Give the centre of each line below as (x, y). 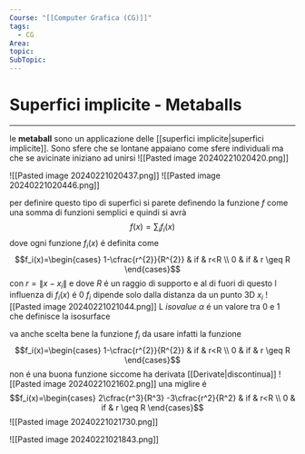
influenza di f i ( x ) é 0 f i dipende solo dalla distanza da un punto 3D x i (136, 296)
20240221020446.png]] (54, 185)
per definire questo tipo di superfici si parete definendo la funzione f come (149, 202)
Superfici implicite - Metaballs (126, 105)
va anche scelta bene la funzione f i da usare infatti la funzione (126, 335)
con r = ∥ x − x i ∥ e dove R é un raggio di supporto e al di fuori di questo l (143, 284)
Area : (20, 43)
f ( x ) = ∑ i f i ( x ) (152, 227)
